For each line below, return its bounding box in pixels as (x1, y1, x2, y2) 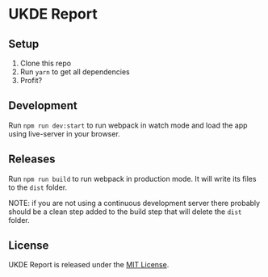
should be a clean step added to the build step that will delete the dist (8, 207, 242, 216)
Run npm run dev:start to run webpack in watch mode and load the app (8, 120, 248, 130)
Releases (8, 153, 56, 166)
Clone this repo (19, 58, 71, 68)
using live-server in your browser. (8, 128, 121, 138)
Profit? (19, 76, 43, 85)
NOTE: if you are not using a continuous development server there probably (8, 198, 261, 208)
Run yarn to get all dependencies (19, 67, 131, 77)
